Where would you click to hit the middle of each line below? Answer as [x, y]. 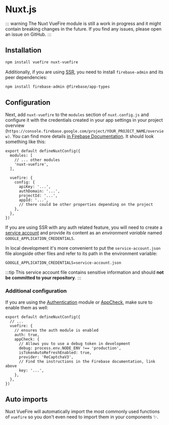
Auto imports [27, 399]
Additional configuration [36, 291]
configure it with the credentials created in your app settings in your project [84, 120]
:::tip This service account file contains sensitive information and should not [84, 272]
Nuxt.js [21, 9]
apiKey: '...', [35, 187]
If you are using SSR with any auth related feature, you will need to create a [84, 227]
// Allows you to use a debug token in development [74, 343]
